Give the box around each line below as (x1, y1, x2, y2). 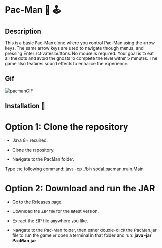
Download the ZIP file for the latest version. (12, 209, 99, 214)
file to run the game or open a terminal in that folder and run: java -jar (12, 232, 152, 238)
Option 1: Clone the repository (5, 121, 128, 133)
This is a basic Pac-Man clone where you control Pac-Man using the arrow (5, 40, 155, 46)
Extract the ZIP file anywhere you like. (12, 218, 89, 224)
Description (5, 27, 41, 35)
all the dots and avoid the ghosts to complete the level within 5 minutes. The (5, 56, 158, 61)
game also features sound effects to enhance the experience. (5, 61, 128, 66)
